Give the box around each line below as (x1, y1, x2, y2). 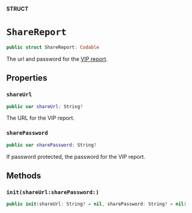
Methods (6, 170, 41, 181)
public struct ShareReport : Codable (6, 44, 99, 51)
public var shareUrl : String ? (6, 103, 84, 110)
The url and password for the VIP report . (6, 55, 108, 63)
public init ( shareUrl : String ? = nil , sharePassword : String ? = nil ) (6, 201, 187, 208)
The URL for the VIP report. (6, 114, 75, 122)
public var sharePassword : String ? (6, 142, 97, 148)
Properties (6, 73, 48, 83)
